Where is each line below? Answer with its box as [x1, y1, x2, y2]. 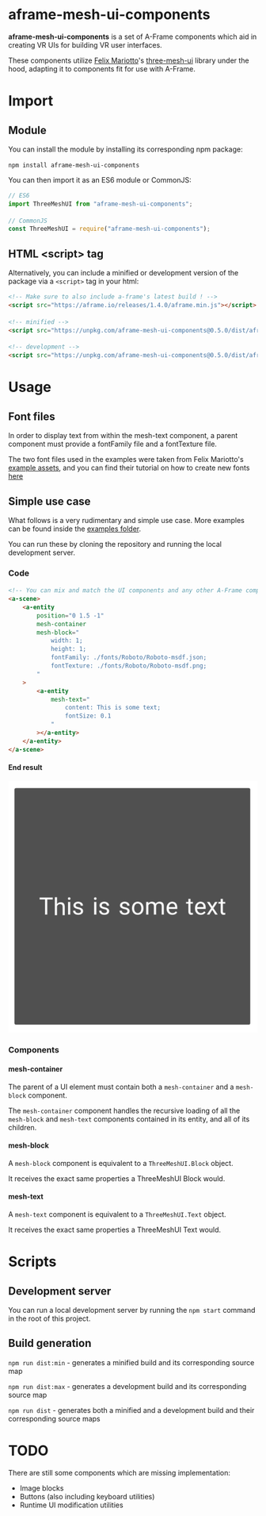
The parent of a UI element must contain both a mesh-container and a [8, 1082, 234, 1091]
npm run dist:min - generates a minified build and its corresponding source [8, 1357, 255, 1367]
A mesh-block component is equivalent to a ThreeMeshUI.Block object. [8, 1158, 234, 1168]
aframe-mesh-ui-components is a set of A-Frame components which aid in [8, 32, 257, 41]
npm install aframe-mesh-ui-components [8, 161, 140, 169]
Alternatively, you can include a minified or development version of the [8, 268, 239, 278]
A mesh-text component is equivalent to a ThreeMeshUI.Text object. [8, 1210, 227, 1219]
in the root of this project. [8, 1314, 91, 1323]
